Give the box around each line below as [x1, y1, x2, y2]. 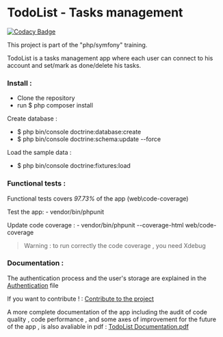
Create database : [7, 114, 58, 123]
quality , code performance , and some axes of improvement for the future [7, 315, 217, 323]
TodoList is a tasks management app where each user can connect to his [7, 53, 213, 62]
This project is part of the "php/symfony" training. [7, 40, 148, 49]
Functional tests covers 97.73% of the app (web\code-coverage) [7, 194, 189, 203]
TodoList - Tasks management [7, 5, 183, 21]
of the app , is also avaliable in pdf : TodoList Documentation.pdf [7, 322, 189, 330]
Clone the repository [16, 94, 75, 102]
